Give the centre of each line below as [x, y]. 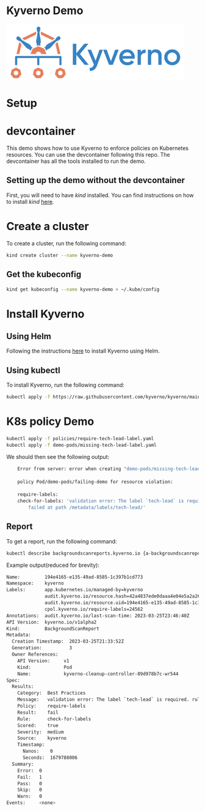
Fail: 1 [30, 777]
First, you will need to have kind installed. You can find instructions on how [100, 195]
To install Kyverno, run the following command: [66, 385]
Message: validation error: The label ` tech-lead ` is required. [103, 700]
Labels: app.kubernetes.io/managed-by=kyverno [75, 590]
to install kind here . [30, 201]
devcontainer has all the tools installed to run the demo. [76, 161]
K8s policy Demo [50, 421]
